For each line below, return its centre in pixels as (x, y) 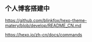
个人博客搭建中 (27, 9)
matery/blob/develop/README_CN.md (43, 25)
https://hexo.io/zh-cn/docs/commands (44, 34)
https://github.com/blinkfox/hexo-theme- (46, 20)
